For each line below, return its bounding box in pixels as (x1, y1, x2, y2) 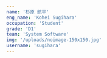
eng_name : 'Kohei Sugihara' (6, 14, 78, 21)
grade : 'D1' (6, 25, 36, 32)
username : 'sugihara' (6, 43, 61, 49)
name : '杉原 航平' (6, 8, 50, 15)
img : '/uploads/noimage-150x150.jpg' (6, 37, 102, 43)
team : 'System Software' (6, 31, 69, 37)
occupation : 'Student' (6, 20, 64, 26)
